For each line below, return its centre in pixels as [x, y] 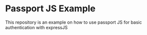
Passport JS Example [50, 9]
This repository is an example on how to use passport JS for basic [73, 22]
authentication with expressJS [36, 27]
